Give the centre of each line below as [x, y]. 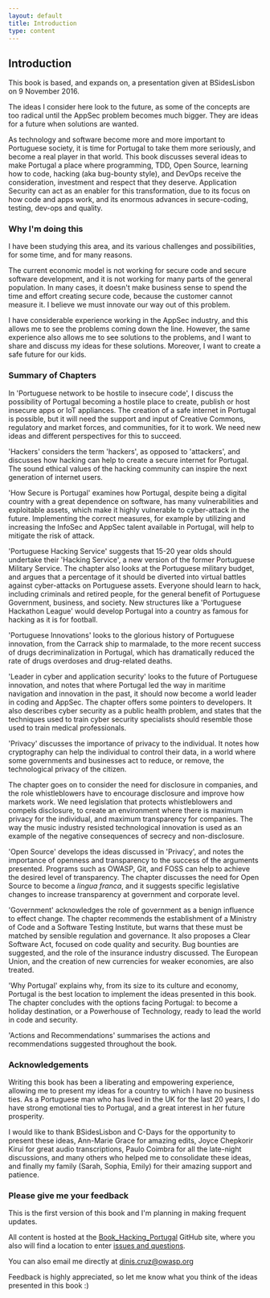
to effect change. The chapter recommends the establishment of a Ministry [133, 918]
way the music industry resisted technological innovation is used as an [125, 827]
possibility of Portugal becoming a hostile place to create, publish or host [129, 401]
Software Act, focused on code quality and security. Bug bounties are [124, 944]
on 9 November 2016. [44, 91]
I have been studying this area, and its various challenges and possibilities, [132, 246]
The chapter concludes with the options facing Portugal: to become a [123, 1002]
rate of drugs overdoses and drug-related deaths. [90, 660]
